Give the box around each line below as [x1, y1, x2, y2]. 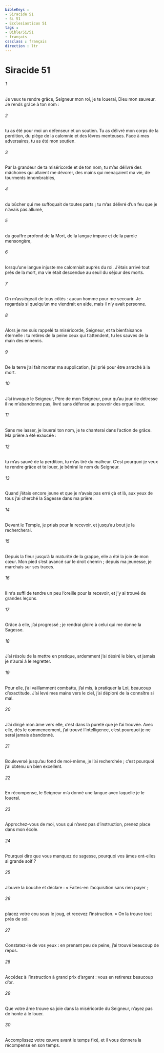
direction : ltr [5, 44, 38, 48]
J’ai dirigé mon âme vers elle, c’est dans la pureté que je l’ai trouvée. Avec [5, 721, 153, 727]
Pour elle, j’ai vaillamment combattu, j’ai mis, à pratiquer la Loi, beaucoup [5, 685, 151, 691]
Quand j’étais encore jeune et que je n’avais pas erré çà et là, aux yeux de [5, 490, 153, 496]
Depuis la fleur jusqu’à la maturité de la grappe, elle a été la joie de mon [5, 553, 149, 559]
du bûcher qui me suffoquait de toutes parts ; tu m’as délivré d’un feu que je [5, 201, 158, 207]
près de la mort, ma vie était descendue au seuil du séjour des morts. [5, 269, 144, 275]
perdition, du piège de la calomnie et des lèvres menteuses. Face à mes [5, 133, 150, 139]
